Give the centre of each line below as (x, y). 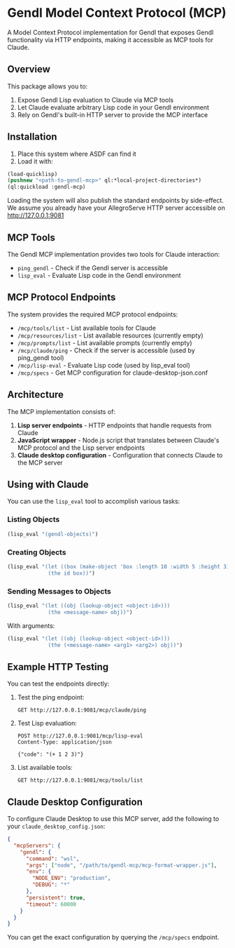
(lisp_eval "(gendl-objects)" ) (53, 534)
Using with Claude (48, 485)
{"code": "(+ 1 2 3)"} (50, 755)
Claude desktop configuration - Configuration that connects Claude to (120, 455)
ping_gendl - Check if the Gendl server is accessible (93, 268)
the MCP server (40, 462)
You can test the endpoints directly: (58, 684)
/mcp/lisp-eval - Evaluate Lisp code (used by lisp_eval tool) (104, 365)
